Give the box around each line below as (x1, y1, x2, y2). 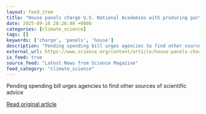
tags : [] (6, 32, 29, 38)
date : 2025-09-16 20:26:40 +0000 (6, 20, 92, 26)
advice (6, 89, 23, 96)
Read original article (6, 101, 57, 108)
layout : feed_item (6, 9, 53, 15)
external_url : (6, 49, 43, 55)
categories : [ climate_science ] (6, 26, 86, 32)
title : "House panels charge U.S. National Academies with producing (6, 15, 188, 21)
